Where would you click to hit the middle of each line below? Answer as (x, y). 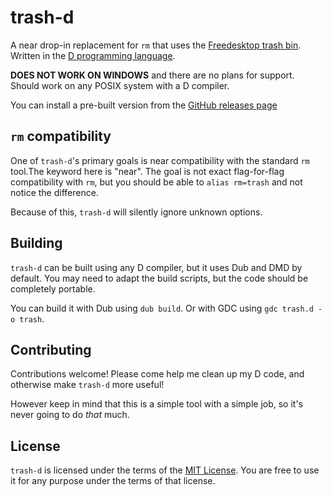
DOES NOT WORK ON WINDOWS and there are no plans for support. (152, 75)
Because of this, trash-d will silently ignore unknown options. (136, 212)
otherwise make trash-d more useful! (87, 385)
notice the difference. (54, 192)
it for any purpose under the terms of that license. (113, 481)
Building (36, 243)
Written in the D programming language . (93, 55)
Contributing (51, 349)
